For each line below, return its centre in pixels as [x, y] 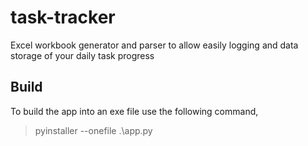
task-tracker [63, 17]
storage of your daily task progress [82, 55]
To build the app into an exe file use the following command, [134, 111]
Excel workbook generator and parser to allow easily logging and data [154, 45]
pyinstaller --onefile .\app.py [93, 130]
